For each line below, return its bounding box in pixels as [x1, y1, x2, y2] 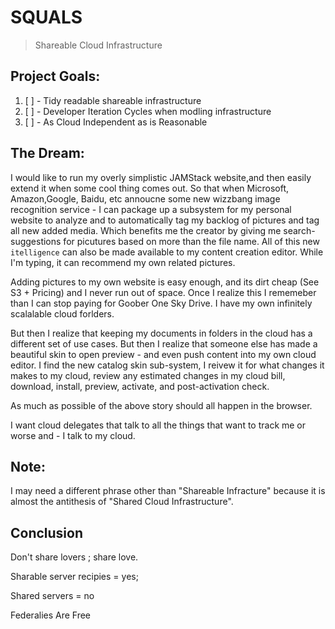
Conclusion [10, 524, 84, 541]
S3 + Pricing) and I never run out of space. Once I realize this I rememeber [10, 286, 317, 298]
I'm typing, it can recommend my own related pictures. [10, 256, 236, 268]
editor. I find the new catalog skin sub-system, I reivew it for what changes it [10, 359, 325, 371]
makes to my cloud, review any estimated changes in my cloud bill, [10, 369, 286, 381]
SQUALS [10, 6, 83, 29]
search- [283, 224, 316, 236]
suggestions [10, 235, 62, 247]
